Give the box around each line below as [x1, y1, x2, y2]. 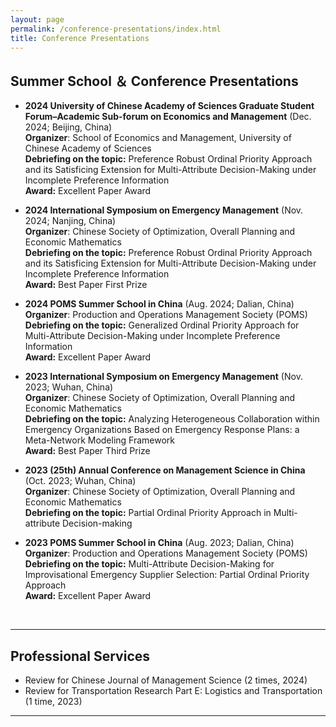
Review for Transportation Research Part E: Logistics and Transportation [24, 685, 323, 696]
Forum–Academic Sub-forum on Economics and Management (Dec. [24, 111, 312, 123]
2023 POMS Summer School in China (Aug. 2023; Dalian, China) [24, 537, 295, 549]
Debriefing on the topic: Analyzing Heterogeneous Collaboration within [24, 413, 320, 425]
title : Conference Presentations [10, 33, 150, 43]
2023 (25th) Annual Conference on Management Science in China [24, 464, 306, 476]
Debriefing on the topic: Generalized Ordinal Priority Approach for [24, 319, 300, 331]
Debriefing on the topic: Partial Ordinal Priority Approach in [24, 507, 272, 519]
